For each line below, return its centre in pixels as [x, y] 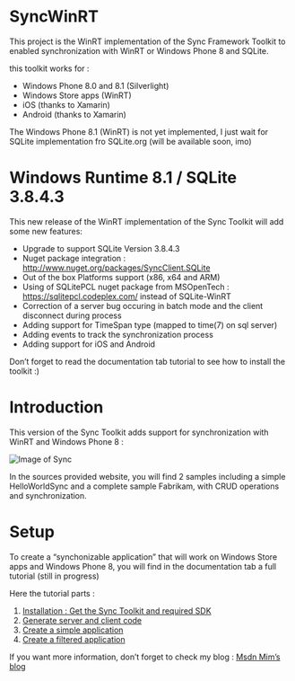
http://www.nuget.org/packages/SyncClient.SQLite [116, 268]
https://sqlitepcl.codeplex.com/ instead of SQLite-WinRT [126, 296]
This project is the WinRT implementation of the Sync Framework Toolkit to [147, 41]
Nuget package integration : [74, 258]
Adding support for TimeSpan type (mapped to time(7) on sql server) [150, 324]
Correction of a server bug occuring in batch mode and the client [143, 305]
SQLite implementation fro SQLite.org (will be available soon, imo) [131, 141]
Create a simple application [73, 630]
